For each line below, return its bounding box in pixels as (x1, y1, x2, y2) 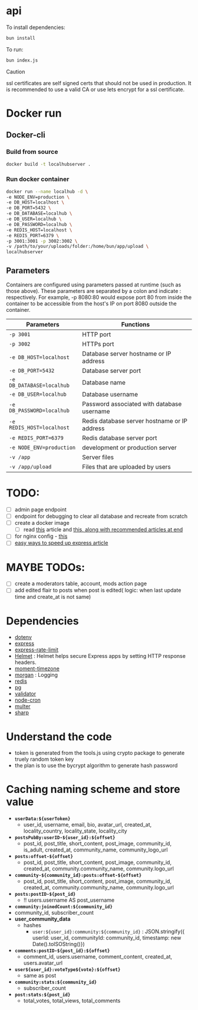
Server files (82, 453, 114, 462)
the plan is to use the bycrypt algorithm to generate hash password (14, 762, 178, 769)
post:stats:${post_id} (14, 992, 71, 998)
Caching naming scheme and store (6, 783, 181, 796)
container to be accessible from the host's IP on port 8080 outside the (6, 300, 177, 307)
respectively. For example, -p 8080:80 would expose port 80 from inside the (6, 294, 192, 301)
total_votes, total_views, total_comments (23, 997, 121, 1004)
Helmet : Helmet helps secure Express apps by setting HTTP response (14, 653, 186, 660)
